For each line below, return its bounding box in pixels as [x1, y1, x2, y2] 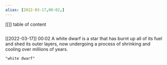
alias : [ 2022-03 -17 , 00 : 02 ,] [5, 7, 65, 13]
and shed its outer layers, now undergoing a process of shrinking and [5, 41, 151, 47]
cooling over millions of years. [5, 46, 69, 52]
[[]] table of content [5, 21, 47, 27]
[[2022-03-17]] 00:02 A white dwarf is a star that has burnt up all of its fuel [5, 35, 162, 41]
